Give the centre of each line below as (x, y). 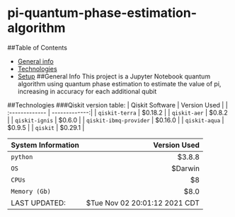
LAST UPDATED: (38, 203)
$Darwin (185, 168)
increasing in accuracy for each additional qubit (87, 91)
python (22, 157)
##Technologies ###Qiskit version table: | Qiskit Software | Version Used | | (117, 105)
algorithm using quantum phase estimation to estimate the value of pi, (119, 83)
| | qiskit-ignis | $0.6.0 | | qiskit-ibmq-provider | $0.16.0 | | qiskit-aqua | (116, 120)
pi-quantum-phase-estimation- (102, 13)
